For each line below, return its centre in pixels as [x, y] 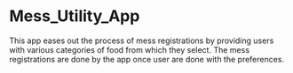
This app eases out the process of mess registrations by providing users [142, 40]
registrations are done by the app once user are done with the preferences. [147, 59]
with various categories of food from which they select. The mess [130, 49]
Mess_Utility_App [75, 16]
